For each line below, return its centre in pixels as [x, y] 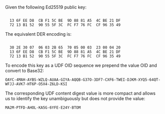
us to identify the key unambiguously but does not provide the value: [75, 98]
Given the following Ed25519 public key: [46, 7]
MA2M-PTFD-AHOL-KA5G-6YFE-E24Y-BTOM [43, 108]
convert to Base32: [25, 71]
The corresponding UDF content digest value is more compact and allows [81, 93]
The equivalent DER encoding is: [38, 34]
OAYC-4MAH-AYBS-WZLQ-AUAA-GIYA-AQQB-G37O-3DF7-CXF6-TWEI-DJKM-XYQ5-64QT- [83, 80]
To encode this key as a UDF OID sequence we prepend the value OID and [81, 65]
